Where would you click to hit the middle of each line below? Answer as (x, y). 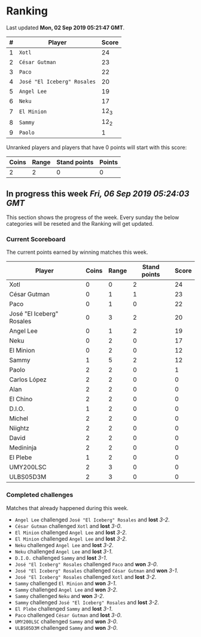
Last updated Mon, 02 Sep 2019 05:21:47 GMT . (66, 28)
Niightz (19, 428)
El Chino (21, 399)
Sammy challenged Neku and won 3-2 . (60, 596)
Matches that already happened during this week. (67, 508)
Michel (19, 418)
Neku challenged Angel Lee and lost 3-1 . (64, 551)
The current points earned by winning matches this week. (77, 252)
